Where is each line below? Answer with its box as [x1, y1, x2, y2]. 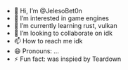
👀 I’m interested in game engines [13, 14, 109, 22]
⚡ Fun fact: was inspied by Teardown [13, 55, 122, 63]
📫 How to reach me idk [13, 37, 83, 45]
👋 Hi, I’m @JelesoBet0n [13, 7, 83, 15]
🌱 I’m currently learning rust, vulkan [13, 22, 117, 29]
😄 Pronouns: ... [13, 47, 60, 55]
